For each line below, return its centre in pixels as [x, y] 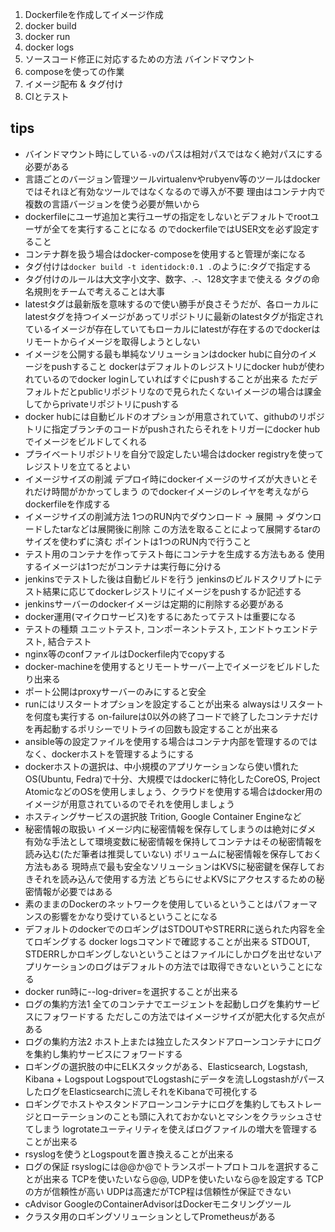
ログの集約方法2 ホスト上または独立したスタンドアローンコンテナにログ [173, 1041]
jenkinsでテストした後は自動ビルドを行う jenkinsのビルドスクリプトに [169, 579]
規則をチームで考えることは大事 [99, 291]
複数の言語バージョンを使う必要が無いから [112, 204]
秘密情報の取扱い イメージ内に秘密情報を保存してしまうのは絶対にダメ [170, 829]
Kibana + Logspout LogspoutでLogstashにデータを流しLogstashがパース [175, 1079]
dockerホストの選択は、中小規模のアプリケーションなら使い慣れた [162, 766]
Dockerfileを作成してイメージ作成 [94, 14]
